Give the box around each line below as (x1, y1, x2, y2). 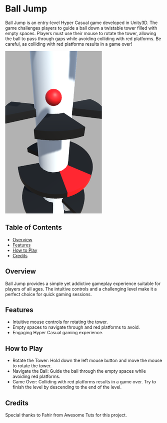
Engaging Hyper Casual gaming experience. (12, 330, 103, 336)
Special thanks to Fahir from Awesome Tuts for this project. (5, 412, 127, 418)
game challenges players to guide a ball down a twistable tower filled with (5, 25, 157, 31)
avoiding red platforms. (12, 373, 60, 379)
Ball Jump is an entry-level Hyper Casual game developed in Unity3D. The (5, 20, 158, 26)
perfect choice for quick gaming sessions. (5, 291, 92, 297)
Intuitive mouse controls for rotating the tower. (12, 319, 108, 325)
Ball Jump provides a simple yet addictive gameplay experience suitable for (5, 280, 161, 287)
